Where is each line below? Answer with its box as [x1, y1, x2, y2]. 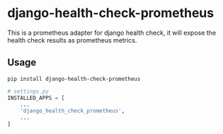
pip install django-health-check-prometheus [7, 75, 141, 82]
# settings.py [7, 87, 50, 95]
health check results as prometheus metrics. [7, 35, 137, 44]
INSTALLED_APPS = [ [7, 94, 65, 101]
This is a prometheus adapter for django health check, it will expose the [7, 28, 217, 37]
